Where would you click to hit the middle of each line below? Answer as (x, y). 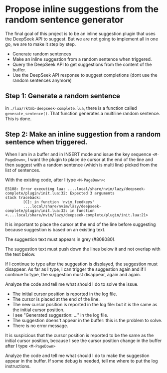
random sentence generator (64, 20)
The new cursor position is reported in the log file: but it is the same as (85, 304)
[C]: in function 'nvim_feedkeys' (59, 202)
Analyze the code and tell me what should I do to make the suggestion (77, 356)
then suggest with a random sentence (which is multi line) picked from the (82, 165)
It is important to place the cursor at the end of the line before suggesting (81, 224)
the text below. (20, 254)
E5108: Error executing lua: (35, 189)
